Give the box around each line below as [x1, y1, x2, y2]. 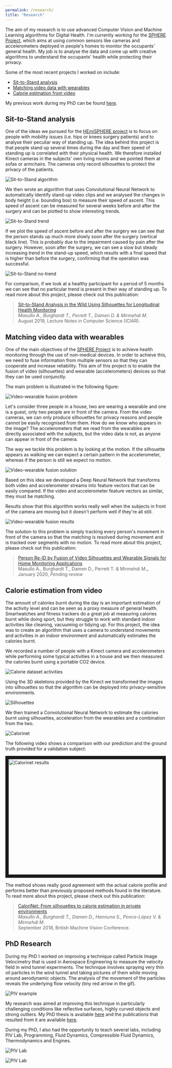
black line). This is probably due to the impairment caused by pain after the [5, 239, 164, 245]
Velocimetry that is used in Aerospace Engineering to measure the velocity [5, 958, 163, 965]
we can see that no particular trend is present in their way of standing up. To [5, 286, 167, 293]
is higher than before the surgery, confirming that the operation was [5, 255, 149, 262]
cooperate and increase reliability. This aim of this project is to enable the [5, 363, 161, 369]
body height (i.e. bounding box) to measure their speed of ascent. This [5, 197, 155, 203]
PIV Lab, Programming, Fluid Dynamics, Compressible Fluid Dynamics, [5, 1032, 155, 1038]
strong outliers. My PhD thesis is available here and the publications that [5, 1011, 158, 1017]
